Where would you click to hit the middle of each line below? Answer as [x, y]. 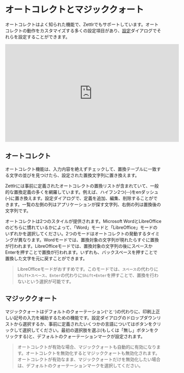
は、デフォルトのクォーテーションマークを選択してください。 [80, 366]
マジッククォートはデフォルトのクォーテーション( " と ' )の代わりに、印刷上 [81, 311]
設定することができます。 [44, 37]
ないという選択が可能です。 [45, 281]
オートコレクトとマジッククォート [74, 10]
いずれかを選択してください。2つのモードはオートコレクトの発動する [76, 233]
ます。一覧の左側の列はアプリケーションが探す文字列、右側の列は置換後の [85, 204]
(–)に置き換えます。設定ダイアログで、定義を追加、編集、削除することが [79, 198]
